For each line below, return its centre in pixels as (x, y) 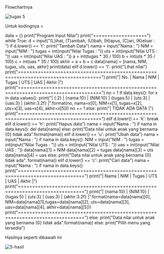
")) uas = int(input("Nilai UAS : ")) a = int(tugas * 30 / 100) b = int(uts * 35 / (80, 56)
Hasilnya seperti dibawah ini (34, 237)
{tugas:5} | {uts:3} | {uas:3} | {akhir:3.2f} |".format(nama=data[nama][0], (78, 197)
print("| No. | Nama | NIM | (133, 77)
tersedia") (15, 228)
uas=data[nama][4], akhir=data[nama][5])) (48, 207)
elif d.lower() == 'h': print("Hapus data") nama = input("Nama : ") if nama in (81, 124)
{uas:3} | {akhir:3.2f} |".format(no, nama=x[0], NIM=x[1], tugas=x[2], (74, 103)
